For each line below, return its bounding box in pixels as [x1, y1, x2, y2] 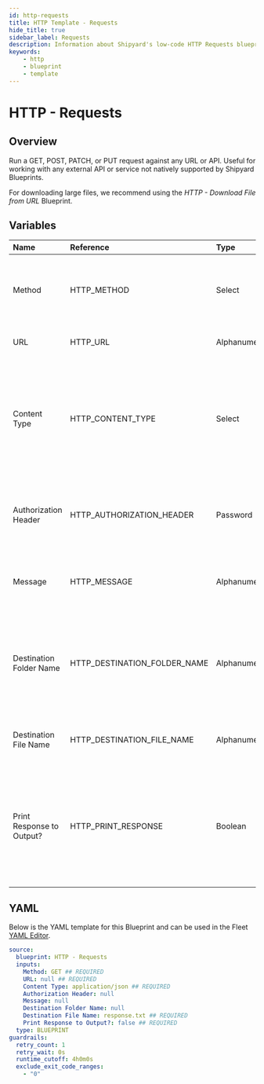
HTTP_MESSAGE [70, 577, 133, 588]
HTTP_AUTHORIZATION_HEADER [70, 510, 194, 521]
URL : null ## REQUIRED [23, 975, 97, 983]
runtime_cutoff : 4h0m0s [16, 1056, 93, 1064]
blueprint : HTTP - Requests [16, 954, 108, 961]
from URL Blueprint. [9, 196, 73, 205]
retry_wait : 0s [16, 1048, 66, 1057]
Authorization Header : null [23, 990, 114, 998]
